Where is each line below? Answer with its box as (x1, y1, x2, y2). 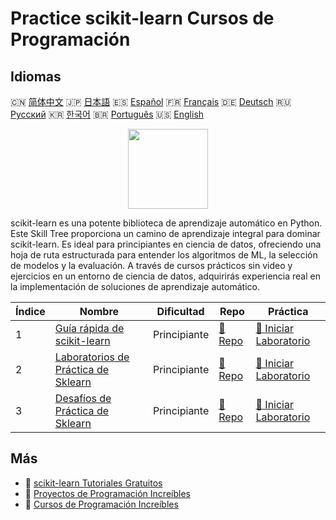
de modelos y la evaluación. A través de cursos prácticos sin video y (10, 260, 293, 271)
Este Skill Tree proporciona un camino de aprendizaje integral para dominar (10, 228, 321, 239)
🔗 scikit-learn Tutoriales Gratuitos (24, 477, 163, 489)
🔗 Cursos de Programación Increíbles (24, 498, 179, 510)
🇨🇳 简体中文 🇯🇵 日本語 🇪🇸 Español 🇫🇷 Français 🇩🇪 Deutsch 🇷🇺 (10, 96, 292, 107)
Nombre (79, 305, 120, 318)
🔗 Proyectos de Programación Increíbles (24, 487, 191, 499)
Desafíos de (54, 392, 112, 405)
